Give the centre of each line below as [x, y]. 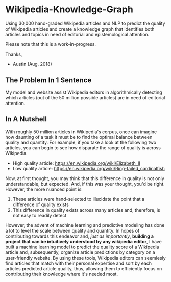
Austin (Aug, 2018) [32, 64]
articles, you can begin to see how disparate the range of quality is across [83, 148]
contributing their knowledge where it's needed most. [62, 274]
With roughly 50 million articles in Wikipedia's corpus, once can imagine [81, 132]
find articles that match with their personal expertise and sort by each [79, 263]
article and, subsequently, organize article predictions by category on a [80, 252]
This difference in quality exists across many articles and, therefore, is [86, 210]
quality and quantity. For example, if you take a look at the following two [81, 142]
